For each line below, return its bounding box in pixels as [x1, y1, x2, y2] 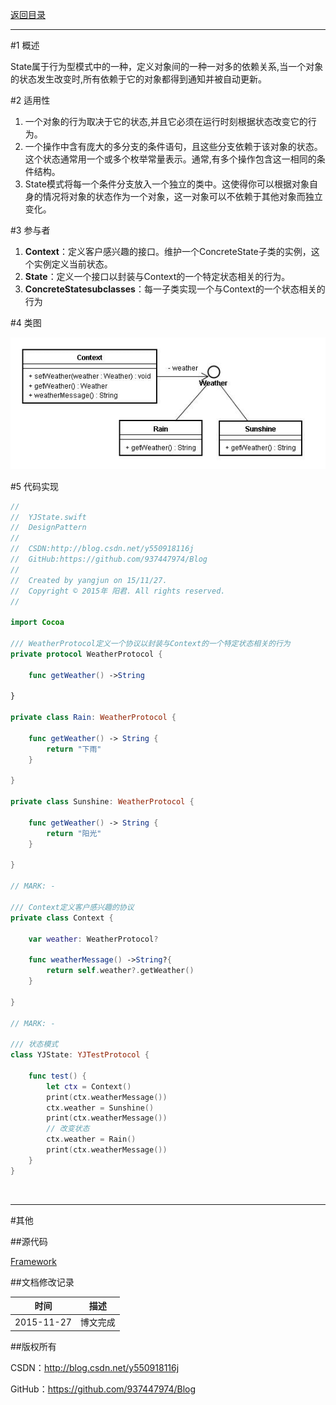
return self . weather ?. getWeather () [46, 966, 195, 976]
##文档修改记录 [10, 1276, 75, 1288]
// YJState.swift [10, 512, 87, 522]
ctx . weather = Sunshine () [46, 1103, 155, 1113]
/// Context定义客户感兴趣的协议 [10, 902, 135, 912]
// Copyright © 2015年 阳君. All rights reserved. [10, 586, 226, 596]
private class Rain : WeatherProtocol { [10, 713, 177, 723]
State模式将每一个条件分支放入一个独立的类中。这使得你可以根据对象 [24, 178, 310, 190]
